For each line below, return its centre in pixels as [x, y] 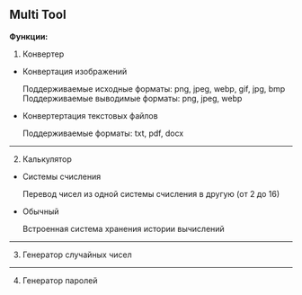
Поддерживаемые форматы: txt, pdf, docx [103, 133]
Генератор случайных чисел [77, 255]
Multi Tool [38, 15]
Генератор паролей [60, 280]
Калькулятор [47, 159]
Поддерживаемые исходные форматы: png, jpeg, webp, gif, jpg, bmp [154, 88]
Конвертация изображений [75, 71]
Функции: [29, 36]
